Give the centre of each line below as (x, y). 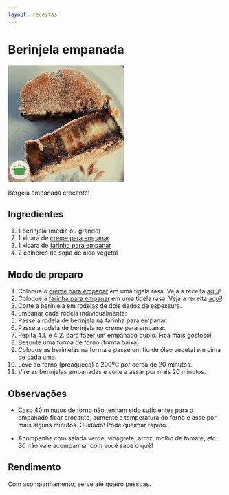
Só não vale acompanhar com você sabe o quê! (85, 446)
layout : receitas (33, 14)
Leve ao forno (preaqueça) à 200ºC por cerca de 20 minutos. (105, 365)
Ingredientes (36, 214)
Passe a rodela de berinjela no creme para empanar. (92, 328)
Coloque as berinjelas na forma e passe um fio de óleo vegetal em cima (119, 350)
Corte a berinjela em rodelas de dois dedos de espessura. (100, 306)
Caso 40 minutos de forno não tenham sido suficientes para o (106, 410)
